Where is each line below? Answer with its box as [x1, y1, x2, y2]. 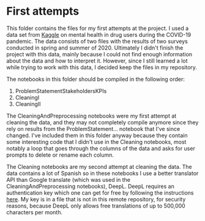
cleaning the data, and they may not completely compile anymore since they [6, 118, 199, 126]
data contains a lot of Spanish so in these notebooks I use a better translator [6, 170, 199, 177]
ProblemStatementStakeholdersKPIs [15, 87, 107, 94]
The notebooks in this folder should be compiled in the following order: [6, 75, 185, 83]
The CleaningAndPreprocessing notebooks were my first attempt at [6, 112, 177, 119]
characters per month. [6, 208, 63, 215]
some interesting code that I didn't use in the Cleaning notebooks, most [6, 138, 187, 145]
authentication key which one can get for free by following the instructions [6, 189, 194, 197]
